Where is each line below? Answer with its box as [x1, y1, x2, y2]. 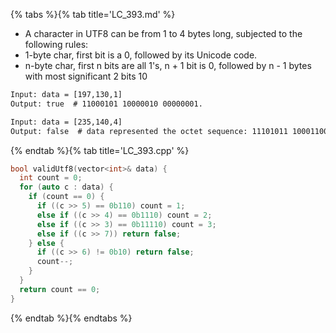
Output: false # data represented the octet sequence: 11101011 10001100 [10, 126, 329, 136]
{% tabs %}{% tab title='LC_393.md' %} [10, 9, 176, 20]
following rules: [24, 39, 89, 50]
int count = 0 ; [19, 173, 83, 183]
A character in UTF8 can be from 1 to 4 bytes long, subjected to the [24, 28, 303, 39]
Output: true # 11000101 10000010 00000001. [10, 99, 203, 109]
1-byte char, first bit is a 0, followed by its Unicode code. [24, 49, 258, 61]
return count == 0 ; [19, 284, 101, 294]
